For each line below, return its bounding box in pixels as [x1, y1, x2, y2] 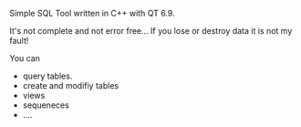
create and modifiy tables [22, 80, 119, 90]
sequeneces [22, 100, 70, 111]
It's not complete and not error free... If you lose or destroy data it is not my [9, 26, 293, 36]
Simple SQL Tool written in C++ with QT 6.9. [9, 8, 175, 18]
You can [9, 53, 41, 63]
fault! [9, 36, 29, 46]
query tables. [22, 70, 73, 81]
